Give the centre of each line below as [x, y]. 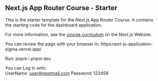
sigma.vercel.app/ [23, 49]
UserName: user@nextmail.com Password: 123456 [57, 73]
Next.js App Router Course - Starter [61, 8]
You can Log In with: [26, 68]
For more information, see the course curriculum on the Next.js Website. [79, 34]
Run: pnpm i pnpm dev [28, 59]
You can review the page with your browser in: [52, 44]
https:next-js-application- [127, 44]
